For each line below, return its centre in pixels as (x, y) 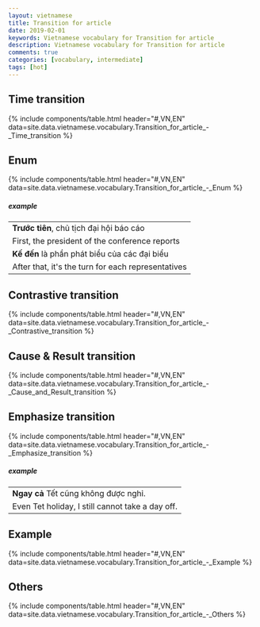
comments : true (33, 52)
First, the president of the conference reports (96, 241)
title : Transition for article (60, 23)
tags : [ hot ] (28, 67)
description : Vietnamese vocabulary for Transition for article (117, 45)
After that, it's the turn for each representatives (100, 267)
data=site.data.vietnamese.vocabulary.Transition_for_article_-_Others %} (127, 614)
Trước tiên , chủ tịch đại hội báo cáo (78, 229)
